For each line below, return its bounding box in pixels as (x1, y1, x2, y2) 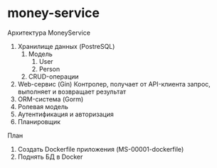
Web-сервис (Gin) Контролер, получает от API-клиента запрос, (17, 79, 211, 88)
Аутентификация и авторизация (17, 110, 114, 118)
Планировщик (17, 117, 61, 125)
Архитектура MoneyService (7, 28, 91, 37)
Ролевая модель (17, 102, 69, 111)
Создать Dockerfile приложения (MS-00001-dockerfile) (17, 145, 184, 153)
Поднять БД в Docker (17, 152, 83, 161)
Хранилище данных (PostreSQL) (17, 42, 115, 50)
